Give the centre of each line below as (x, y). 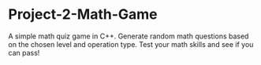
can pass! (24, 52)
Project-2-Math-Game (83, 14)
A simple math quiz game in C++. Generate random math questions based (129, 36)
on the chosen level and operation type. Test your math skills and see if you (131, 44)
